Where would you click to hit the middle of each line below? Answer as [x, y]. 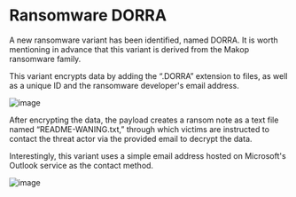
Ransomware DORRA [88, 16]
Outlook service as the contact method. [81, 165]
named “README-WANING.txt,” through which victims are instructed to [140, 129]
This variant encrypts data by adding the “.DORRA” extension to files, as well [148, 75]
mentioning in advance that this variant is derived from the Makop [129, 49]
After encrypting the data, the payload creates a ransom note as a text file [144, 120]
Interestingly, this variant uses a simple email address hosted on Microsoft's [148, 155]
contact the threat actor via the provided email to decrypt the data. [131, 138]
